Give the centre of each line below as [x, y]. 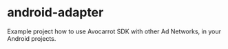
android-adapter [55, 13]
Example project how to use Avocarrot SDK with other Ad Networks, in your [114, 31]
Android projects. [32, 38]
